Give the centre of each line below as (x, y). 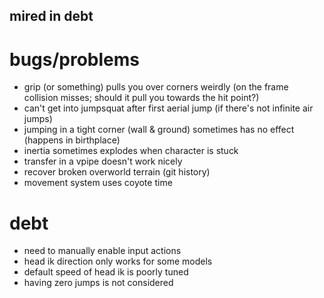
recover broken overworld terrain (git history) (117, 172)
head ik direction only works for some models (118, 261)
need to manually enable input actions (102, 251)
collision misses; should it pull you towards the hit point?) (141, 98)
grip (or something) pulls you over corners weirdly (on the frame (156, 87)
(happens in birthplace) (72, 140)
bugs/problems (75, 59)
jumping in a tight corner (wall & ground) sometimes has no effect (159, 130)
